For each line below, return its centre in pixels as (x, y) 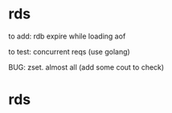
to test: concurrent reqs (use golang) (69, 51)
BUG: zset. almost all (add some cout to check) (86, 67)
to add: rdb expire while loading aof (67, 36)
